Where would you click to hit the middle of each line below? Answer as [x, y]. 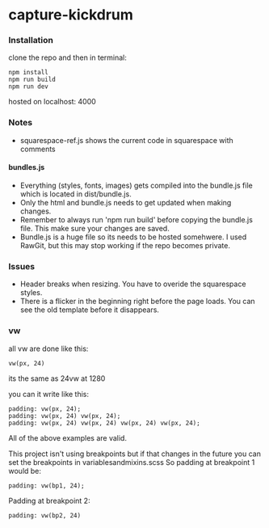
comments [38, 149]
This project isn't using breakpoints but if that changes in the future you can [134, 454]
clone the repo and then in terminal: [67, 57]
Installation [31, 40]
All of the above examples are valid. [68, 437]
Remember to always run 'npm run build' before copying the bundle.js [136, 219]
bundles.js [27, 167]
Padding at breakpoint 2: [49, 501]
